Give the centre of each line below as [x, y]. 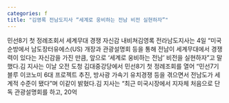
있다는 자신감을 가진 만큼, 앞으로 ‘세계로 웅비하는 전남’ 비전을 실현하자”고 [117, 57]
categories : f [28, 13]
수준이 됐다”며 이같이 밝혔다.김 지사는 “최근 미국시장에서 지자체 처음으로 [116, 83]
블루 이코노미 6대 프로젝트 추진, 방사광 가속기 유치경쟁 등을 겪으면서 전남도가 [110, 75]
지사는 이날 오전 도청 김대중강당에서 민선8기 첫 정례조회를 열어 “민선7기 [123, 66]
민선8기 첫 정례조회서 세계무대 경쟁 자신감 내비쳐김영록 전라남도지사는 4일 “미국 [114, 40]
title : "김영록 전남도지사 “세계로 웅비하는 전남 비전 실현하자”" [88, 20]
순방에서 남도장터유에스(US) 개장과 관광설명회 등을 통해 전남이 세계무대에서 [109, 49]
